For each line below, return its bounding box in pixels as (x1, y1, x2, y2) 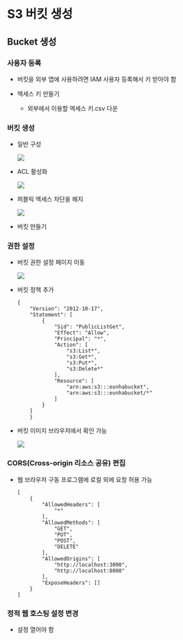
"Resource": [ (53, 377, 95, 385)
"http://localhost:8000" (53, 567, 125, 574)
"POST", (53, 537, 76, 544)
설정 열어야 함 (16, 626, 54, 634)
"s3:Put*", (66, 360, 97, 366)
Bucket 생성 (7, 36, 57, 47)
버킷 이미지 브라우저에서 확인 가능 (16, 427, 108, 435)
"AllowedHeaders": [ (42, 501, 101, 508)
